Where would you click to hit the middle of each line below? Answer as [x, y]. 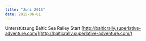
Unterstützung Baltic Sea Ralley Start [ [44, 28]
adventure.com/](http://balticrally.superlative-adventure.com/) [69, 33]
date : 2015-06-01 [23, 14]
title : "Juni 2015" [25, 10]
